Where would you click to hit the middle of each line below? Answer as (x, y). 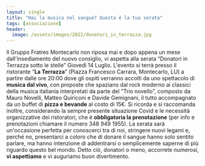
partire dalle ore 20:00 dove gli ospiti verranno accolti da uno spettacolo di (100, 78)
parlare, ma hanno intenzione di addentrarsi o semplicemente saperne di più (102, 143)
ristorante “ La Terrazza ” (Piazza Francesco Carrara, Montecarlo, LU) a (95, 72)
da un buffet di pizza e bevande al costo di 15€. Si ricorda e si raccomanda (101, 104)
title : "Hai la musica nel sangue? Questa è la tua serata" (85, 18)
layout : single (26, 12)
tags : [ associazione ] (34, 23)
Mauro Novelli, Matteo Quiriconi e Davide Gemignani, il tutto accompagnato (101, 98)
